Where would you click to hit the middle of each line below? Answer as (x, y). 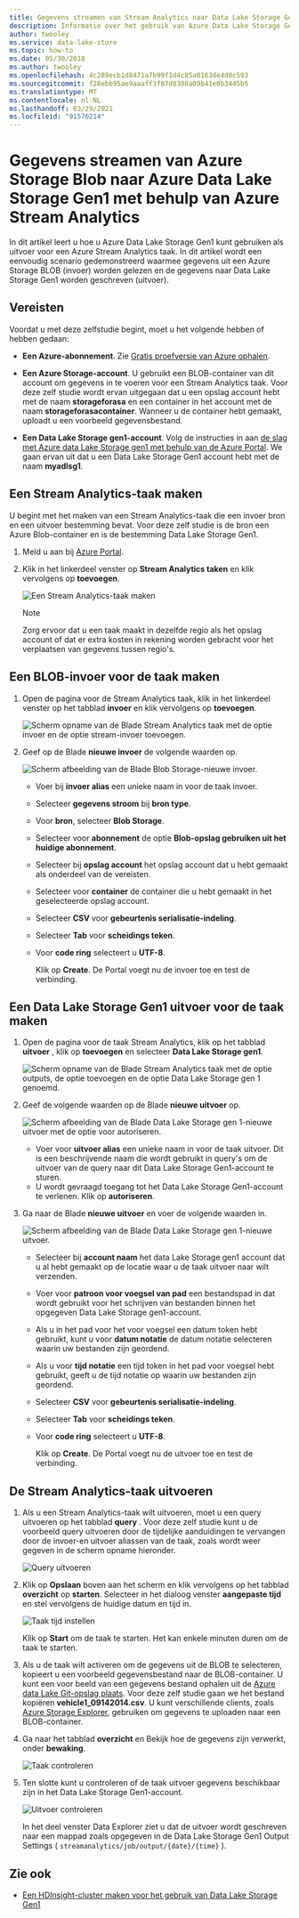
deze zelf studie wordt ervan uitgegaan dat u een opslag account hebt (151, 391)
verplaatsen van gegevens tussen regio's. (99, 649)
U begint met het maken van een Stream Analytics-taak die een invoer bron (147, 515)
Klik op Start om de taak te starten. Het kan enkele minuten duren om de (155, 1639)
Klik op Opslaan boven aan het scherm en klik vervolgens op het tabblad (155, 1585)
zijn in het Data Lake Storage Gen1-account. (103, 1793)
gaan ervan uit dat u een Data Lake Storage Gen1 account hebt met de (151, 456)
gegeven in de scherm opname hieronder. (99, 1551)
